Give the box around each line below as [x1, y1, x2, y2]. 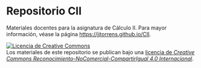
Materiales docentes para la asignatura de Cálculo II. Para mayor [6, 24, 167, 31]
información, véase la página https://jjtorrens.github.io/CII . [6, 30, 152, 37]
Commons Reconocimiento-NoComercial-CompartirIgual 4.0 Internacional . [6, 55, 194, 62]
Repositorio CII [6, 4, 82, 18]
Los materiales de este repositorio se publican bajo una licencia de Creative [6, 48, 195, 55]
